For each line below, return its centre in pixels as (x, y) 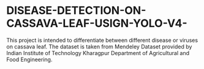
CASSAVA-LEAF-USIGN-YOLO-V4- (97, 23)
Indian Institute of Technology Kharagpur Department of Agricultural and (98, 53)
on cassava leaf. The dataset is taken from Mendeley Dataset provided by (99, 47)
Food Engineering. (29, 59)
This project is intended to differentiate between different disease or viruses (102, 40)
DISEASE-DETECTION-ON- (76, 11)
